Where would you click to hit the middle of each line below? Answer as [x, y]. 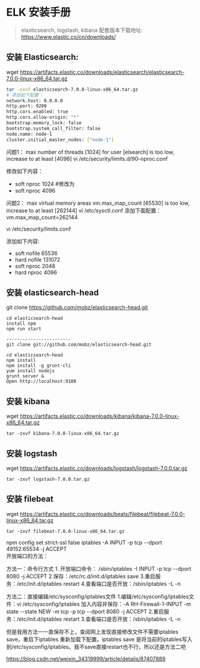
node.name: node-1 [29, 134]
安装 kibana [28, 401]
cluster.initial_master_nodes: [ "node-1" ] [60, 140]
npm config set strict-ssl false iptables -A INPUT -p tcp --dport [84, 542]
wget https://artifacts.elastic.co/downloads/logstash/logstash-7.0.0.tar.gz [97, 468]
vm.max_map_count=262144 [42, 217]
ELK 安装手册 [38, 12]
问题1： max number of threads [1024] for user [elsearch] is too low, [90, 152]
